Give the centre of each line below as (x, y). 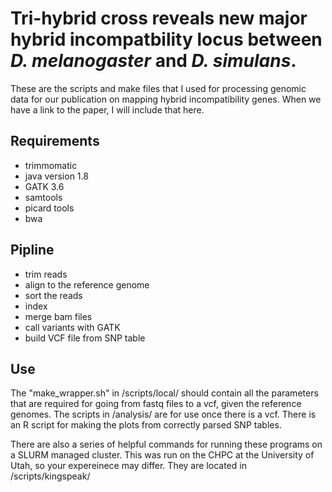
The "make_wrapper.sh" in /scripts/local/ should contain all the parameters (164, 393)
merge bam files (58, 316)
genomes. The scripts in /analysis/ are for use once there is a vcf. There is (163, 414)
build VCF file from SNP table (85, 338)
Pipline (32, 250)
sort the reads (53, 295)
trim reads (46, 274)
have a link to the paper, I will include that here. (107, 109)
